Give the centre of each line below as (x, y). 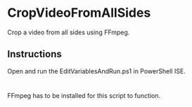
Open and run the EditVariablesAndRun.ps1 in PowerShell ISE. (97, 71)
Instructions (34, 54)
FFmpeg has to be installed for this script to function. (84, 95)
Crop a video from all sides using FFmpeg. (69, 32)
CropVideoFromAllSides (79, 13)
